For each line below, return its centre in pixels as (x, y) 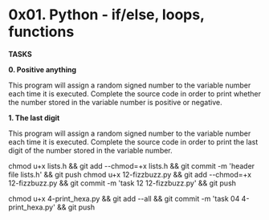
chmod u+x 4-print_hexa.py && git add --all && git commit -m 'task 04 (124, 198)
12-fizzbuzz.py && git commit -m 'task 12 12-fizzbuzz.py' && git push (122, 183)
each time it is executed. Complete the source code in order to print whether (134, 93)
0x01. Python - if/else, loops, (106, 15)
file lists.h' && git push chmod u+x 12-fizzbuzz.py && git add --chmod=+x (130, 174)
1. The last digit (34, 117)
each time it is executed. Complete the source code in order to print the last (133, 141)
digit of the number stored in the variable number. (90, 150)
